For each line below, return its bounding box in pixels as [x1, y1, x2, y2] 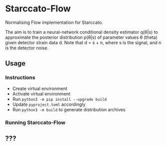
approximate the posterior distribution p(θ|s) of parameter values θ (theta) [5, 34, 158, 40]
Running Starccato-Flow [5, 119, 66, 126]
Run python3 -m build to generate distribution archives [12, 106, 126, 112]
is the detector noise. [5, 45, 49, 51]
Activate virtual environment [12, 90, 71, 97]
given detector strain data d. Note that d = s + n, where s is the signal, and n [5, 39, 162, 45]
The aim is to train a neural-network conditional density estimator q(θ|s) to [5, 29, 158, 35]
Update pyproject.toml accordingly [12, 101, 86, 107]
